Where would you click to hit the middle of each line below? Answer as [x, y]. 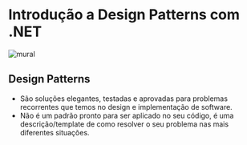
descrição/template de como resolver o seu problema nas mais [124, 124]
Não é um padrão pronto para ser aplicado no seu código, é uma [127, 115]
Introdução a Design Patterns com [124, 15]
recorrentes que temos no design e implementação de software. [126, 107]
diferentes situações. [55, 132]
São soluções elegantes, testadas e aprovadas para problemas [124, 99]
